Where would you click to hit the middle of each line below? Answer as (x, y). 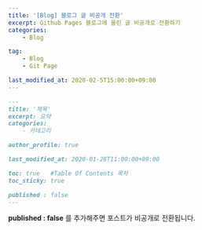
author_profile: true (44, 145)
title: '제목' (29, 109)
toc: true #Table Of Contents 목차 (68, 173)
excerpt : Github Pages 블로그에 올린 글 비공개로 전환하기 (94, 23)
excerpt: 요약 (29, 116)
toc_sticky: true (37, 181)
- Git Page (40, 66)
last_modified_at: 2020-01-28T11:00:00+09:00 (84, 159)
